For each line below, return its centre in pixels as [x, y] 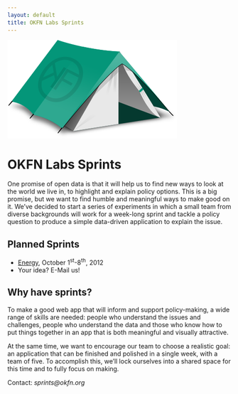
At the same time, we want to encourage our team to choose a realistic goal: [119, 346]
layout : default [31, 15]
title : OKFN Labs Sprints [45, 22]
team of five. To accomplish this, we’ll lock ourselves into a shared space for [119, 361]
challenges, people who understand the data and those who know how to [115, 324]
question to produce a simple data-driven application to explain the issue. [115, 222]
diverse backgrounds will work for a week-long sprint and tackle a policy [114, 214]
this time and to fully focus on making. [63, 368]
